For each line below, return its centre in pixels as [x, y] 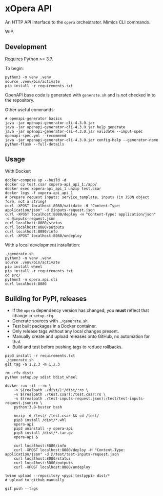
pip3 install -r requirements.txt [40, 356]
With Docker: [18, 171]
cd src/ [13, 275]
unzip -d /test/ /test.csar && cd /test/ [56, 416]
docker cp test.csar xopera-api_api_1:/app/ [51, 184]
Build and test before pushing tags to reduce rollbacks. [67, 347]
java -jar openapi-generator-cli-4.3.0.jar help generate [65, 127]
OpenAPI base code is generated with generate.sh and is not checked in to [81, 95]
